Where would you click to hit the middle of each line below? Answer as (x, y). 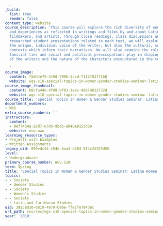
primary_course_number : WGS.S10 (38, 162)
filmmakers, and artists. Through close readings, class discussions (81, 37)
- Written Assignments (28, 144)
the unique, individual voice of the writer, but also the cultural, (81, 45)
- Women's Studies (28, 194)
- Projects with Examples (31, 140)
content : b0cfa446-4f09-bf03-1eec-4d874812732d (58, 90)
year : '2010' (18, 216)
